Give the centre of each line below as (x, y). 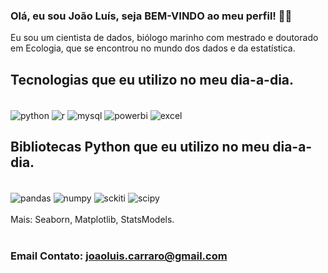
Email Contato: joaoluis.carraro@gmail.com (119, 256)
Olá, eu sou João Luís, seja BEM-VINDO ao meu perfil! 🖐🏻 (151, 16)
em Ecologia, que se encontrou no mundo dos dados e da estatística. (153, 48)
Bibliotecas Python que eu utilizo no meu (140, 147)
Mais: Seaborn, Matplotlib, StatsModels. (92, 220)
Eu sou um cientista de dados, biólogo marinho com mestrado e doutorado (164, 38)
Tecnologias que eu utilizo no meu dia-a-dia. (152, 79)
